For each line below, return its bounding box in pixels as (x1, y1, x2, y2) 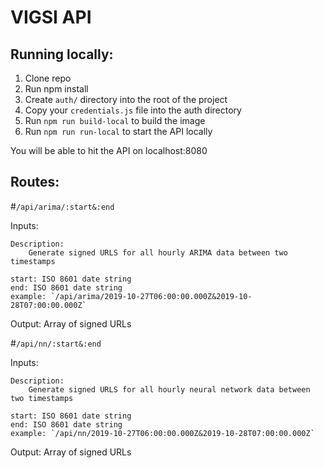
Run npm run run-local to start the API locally (24, 126, 213, 137)
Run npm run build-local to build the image (24, 115, 206, 126)
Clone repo (24, 72, 72, 84)
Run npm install (24, 83, 89, 95)
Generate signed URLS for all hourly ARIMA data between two (28, 247, 288, 258)
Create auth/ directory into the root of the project (24, 94, 228, 105)
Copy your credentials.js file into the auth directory (24, 104, 242, 116)
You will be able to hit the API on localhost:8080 (10, 145, 208, 156)
